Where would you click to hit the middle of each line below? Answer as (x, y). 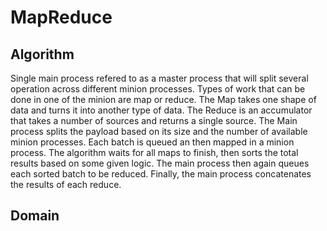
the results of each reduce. (66, 184)
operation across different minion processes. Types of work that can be (158, 89)
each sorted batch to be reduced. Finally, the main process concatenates (161, 174)
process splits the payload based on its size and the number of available (159, 131)
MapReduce (61, 17)
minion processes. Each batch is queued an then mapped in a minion (152, 142)
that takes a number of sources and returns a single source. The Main (154, 120)
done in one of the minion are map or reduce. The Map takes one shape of (163, 99)
